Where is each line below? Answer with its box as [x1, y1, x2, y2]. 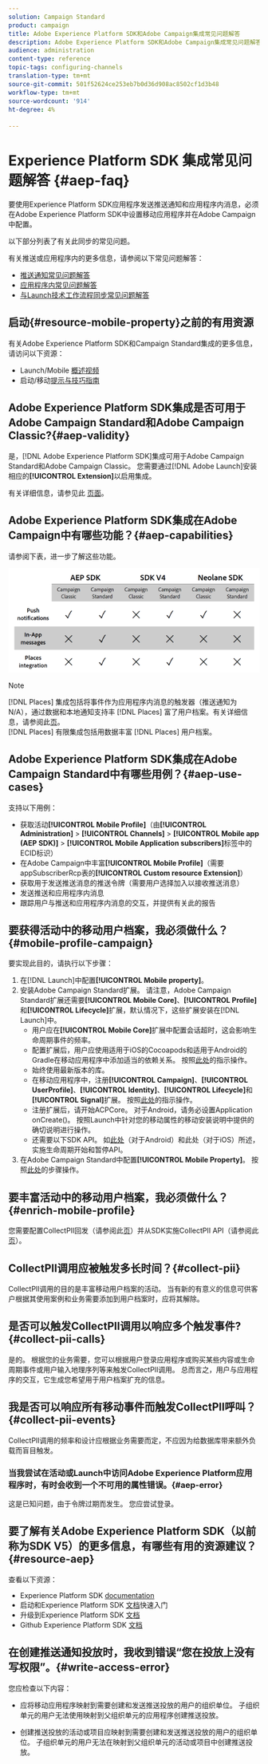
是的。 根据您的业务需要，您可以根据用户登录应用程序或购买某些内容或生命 [8, 1355, 255, 1364]
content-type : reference [8, 55, 91, 63]
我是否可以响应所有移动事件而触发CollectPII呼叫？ [8, 1400, 257, 1414]
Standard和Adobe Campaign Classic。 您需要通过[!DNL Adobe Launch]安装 [8, 461, 258, 471]
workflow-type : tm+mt [8, 89, 81, 97]
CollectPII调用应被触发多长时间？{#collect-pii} [8, 1261, 241, 1275]
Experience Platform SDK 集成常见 [8, 152, 238, 170]
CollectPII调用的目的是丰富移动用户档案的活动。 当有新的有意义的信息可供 [8, 1285, 251, 1293]
